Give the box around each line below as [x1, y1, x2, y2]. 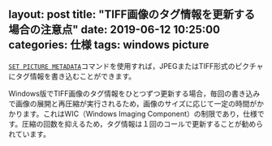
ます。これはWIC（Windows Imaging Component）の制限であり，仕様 [22, 109, 258, 118]
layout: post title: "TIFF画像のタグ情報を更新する [8, 7, 256, 22]
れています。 [8, 129, 51, 139]
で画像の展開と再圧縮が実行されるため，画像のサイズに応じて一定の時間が [8, 98, 257, 108]
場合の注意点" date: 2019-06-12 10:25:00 [8, 23, 221, 36]
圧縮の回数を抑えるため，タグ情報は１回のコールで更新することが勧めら [21, 118, 264, 128]
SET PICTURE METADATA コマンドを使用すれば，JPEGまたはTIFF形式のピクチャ [8, 61, 264, 71]
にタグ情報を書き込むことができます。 [8, 71, 136, 81]
